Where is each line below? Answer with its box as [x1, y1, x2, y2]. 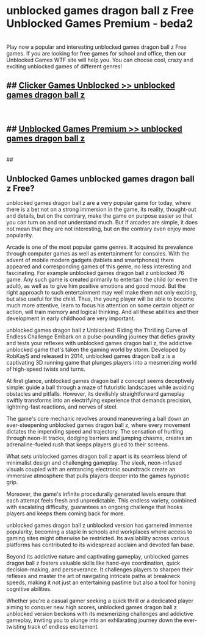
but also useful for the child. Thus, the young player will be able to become [6, 295, 194, 302]
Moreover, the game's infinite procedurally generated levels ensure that [6, 490, 186, 498]
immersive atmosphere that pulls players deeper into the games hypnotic [6, 472, 190, 479]
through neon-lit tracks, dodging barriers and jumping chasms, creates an [6, 434, 192, 442]
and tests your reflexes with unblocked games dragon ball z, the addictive [6, 340, 192, 347]
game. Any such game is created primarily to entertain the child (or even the [6, 276, 198, 284]
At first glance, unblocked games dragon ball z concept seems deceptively [6, 377, 195, 385]
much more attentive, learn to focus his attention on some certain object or [6, 302, 195, 309]
